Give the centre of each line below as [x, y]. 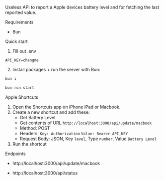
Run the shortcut [30, 144]
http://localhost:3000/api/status [45, 173]
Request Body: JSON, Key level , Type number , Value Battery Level [88, 139]
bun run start [20, 88]
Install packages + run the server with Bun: [56, 70]
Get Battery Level [38, 117]
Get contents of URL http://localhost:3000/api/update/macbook [86, 123]
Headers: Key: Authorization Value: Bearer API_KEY [74, 133]
